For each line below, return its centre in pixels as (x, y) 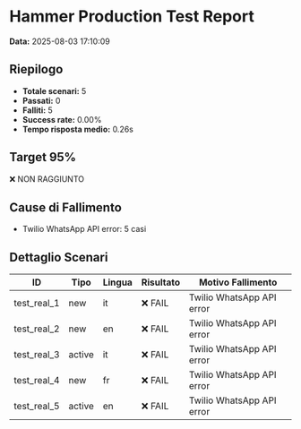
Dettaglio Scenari (59, 257)
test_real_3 (37, 355)
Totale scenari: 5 (54, 90)
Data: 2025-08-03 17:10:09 (60, 41)
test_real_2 (37, 329)
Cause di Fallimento (66, 207)
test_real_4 (37, 381)
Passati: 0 (41, 100)
